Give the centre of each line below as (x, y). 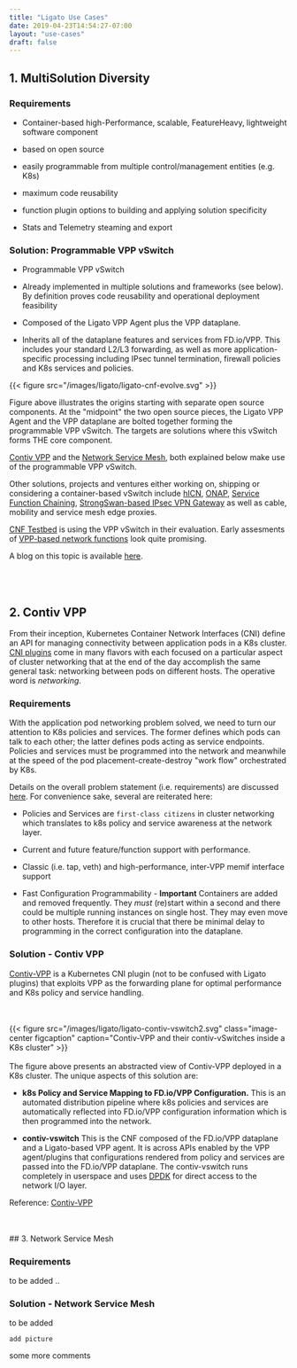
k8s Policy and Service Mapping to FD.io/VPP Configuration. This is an (154, 1092)
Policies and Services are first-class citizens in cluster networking (148, 814)
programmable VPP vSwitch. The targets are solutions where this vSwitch (143, 431)
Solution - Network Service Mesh (82, 1303)
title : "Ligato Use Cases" (59, 17)
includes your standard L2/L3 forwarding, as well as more (127, 349)
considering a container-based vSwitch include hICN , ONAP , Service (134, 494)
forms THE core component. (61, 441)
